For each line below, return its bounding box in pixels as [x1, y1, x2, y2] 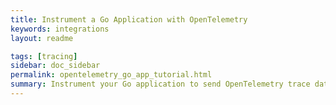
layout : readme [10, 33, 74, 43]
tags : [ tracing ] [10, 51, 78, 61]
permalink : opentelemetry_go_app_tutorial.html [10, 70, 213, 80]
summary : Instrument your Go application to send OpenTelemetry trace [10, 79, 311, 90]
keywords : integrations [10, 24, 110, 34]
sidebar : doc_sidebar [10, 61, 101, 71]
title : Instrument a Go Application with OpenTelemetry [10, 14, 248, 25]
